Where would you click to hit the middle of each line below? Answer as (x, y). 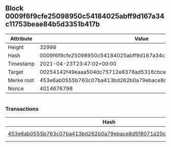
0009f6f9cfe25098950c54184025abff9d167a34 (85, 17)
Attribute (21, 39)
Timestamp (21, 64)
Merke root (21, 80)
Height (16, 47)
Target (16, 72)
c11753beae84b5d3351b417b (53, 24)
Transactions (22, 109)
